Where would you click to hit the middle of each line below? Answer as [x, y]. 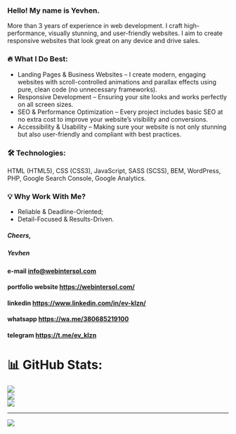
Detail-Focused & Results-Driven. [66, 219]
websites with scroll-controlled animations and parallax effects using [117, 82]
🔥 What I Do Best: [38, 59]
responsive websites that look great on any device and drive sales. [104, 41]
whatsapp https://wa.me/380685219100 [68, 319]
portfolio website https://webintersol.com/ [71, 287]
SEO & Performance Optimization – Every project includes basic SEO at [120, 112]
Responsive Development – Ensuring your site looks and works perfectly [122, 96]
